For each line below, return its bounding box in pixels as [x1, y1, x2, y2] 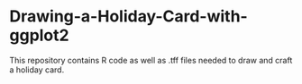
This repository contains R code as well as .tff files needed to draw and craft [9, 55, 293, 65]
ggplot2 [9, 25, 69, 46]
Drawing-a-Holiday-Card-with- [9, 6, 248, 27]
